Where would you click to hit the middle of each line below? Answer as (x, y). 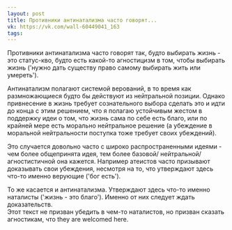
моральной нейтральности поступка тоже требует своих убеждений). (112, 133)
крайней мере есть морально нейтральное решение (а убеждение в (110, 125)
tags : (15, 33)
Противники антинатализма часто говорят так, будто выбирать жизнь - (114, 53)
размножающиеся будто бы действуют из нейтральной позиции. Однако (116, 96)
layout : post (26, 14)
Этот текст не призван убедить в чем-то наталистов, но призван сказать (116, 212)
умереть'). (23, 75)
